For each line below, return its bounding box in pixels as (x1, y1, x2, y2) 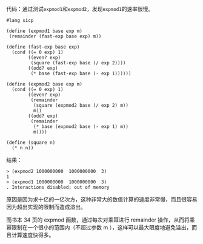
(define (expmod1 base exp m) (6, 28, 83, 34)
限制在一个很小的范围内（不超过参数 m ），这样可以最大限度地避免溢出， (11, 224, 192, 231)
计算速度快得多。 (11, 231, 55, 239)
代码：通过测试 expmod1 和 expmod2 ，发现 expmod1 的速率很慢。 (6, 5, 154, 12)
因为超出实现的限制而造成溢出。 (6, 203, 86, 211)
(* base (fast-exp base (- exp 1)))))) (30, 70, 131, 76)
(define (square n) (6, 140, 56, 146)
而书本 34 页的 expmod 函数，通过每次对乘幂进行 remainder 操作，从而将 (6, 216, 190, 223)
